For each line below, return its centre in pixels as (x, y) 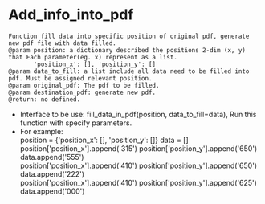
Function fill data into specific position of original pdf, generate (129, 36)
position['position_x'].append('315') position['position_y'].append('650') (139, 148)
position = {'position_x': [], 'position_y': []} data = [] (104, 140)
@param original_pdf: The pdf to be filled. (84, 85)
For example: (41, 131)
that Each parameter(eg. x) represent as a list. (93, 57)
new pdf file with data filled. (62, 43)
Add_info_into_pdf (71, 15)
